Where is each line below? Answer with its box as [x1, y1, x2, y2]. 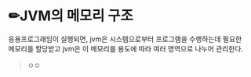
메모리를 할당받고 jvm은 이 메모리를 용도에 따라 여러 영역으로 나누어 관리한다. [8, 44, 244, 53]
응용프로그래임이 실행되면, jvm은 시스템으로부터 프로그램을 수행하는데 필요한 [8, 34, 242, 44]
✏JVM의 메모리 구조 [8, 7, 133, 25]
